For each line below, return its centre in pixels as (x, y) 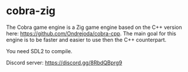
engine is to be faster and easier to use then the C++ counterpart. (86, 40)
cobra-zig (31, 11)
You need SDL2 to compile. (39, 51)
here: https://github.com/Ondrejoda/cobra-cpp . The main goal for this (91, 33)
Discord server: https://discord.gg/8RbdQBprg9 (64, 63)
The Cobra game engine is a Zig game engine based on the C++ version (94, 27)
